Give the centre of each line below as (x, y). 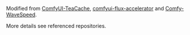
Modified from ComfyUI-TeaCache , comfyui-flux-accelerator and (85, 8)
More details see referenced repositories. (56, 26)
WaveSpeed (21, 15)
